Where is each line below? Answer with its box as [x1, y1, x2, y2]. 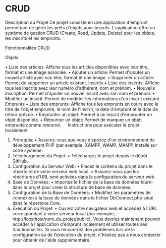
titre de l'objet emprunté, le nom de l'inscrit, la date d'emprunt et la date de [5, 106, 158, 112]
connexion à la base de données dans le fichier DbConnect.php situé [12, 194, 154, 201]
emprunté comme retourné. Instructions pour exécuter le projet [5, 122, 140, 128]
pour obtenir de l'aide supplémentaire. [12, 237, 91, 243]
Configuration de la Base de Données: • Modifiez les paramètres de [12, 189, 151, 195]
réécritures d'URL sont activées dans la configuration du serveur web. [12, 174, 156, 180]
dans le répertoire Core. [12, 200, 61, 206]
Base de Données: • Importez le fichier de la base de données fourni [12, 179, 153, 185]
